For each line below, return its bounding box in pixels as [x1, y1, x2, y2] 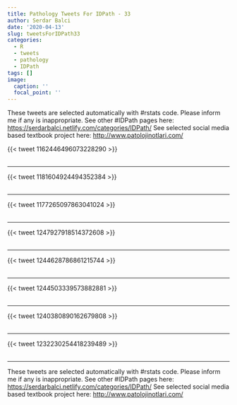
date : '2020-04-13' [7, 23, 65, 30]
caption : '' [13, 83, 49, 90]
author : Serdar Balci [7, 17, 71, 24]
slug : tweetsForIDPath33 [7, 30, 80, 37]
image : [7, 76, 27, 83]
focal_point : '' [13, 89, 61, 96]
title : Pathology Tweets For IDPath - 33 [7, 10, 131, 18]
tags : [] [7, 69, 33, 76]
